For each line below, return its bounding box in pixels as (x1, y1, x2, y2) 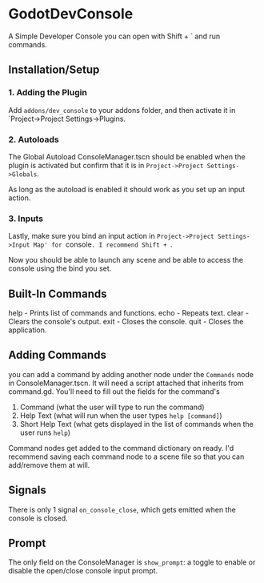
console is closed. (8, 513, 68, 523)
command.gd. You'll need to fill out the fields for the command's (8, 386, 220, 396)
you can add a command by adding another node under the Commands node (8, 369, 254, 379)
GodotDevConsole (8, 5, 134, 23)
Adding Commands (8, 348, 106, 362)
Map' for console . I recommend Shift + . (33, 239, 174, 249)
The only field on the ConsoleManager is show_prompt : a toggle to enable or (8, 557, 256, 567)
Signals (8, 484, 46, 497)
